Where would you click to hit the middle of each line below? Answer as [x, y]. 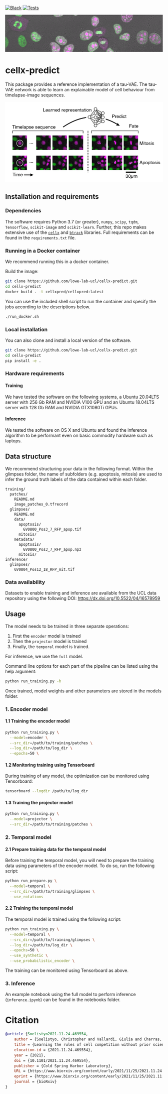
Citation [22, 1020]
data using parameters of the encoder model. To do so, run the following [80, 866]
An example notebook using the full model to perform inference [70, 995]
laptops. [13, 441]
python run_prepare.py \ [31, 881]
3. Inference [20, 983]
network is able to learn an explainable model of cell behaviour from [85, 89]
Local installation [26, 329]
